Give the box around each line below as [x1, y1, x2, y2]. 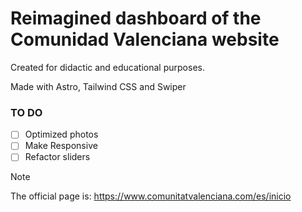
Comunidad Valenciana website [10, 28, 280, 51]
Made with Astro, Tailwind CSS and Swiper [10, 80, 187, 92]
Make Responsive [24, 140, 98, 152]
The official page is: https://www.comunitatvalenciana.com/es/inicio [10, 190, 292, 202]
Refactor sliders [24, 151, 91, 163]
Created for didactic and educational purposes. [10, 61, 205, 73]
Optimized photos [24, 128, 99, 141]
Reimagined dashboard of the [10, 7, 262, 30]
